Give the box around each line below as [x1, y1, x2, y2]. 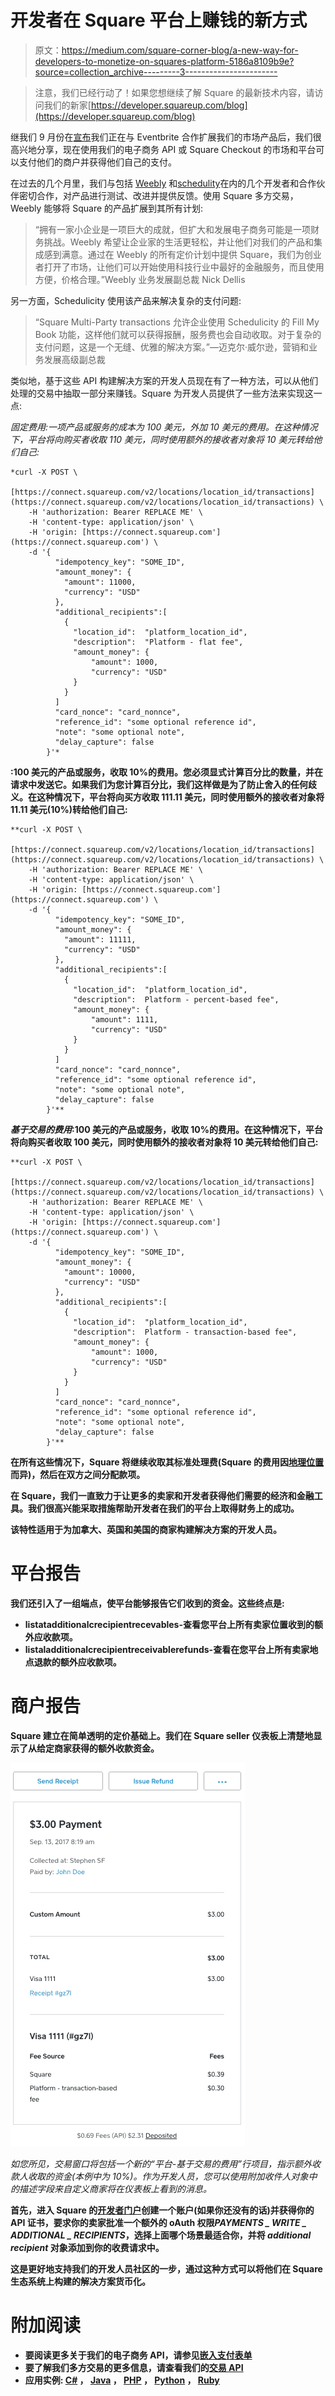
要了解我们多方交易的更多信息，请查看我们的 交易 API [24, 2361, 244, 2373]
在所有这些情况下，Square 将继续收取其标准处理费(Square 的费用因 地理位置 [10, 1456, 324, 1468]
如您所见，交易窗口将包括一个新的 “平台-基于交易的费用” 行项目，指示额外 [10, 2157, 312, 2170]
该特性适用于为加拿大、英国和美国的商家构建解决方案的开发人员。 [10, 1523, 282, 1535]
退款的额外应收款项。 [33, 1656, 122, 1668]
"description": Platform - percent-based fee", [73, 994, 280, 1005]
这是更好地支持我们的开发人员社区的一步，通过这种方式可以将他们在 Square [10, 2262, 323, 2275]
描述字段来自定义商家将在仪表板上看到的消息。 [18, 2182, 212, 2195]
